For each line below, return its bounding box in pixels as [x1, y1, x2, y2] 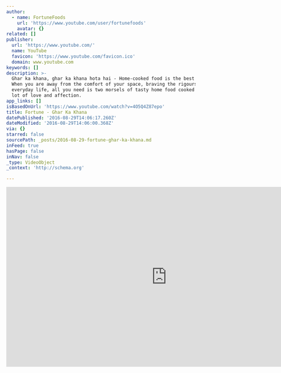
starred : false [6, 131, 44, 138]
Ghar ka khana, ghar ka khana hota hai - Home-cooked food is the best [11, 76, 195, 82]
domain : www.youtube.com [11, 59, 74, 65]
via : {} [6, 126, 26, 132]
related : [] [6, 31, 36, 37]
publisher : [6, 37, 34, 43]
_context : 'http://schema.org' [6, 165, 85, 171]
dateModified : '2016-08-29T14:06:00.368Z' [6, 121, 114, 127]
